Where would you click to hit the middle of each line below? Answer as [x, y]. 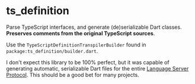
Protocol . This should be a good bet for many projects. [73, 75]
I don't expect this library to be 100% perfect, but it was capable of [88, 62]
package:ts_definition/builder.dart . [52, 51]
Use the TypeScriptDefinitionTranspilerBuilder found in [76, 45]
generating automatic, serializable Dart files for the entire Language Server [97, 68]
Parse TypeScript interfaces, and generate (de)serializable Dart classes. [94, 27]
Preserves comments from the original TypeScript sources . [81, 33]
